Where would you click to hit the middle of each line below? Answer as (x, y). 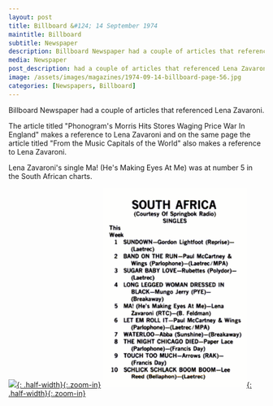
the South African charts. (50, 176)
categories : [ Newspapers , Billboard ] (72, 85)
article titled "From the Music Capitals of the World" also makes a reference (135, 143)
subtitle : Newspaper (43, 43)
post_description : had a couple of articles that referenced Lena (123, 69)
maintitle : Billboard (45, 34)
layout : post (30, 17)
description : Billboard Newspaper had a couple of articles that (121, 52)
